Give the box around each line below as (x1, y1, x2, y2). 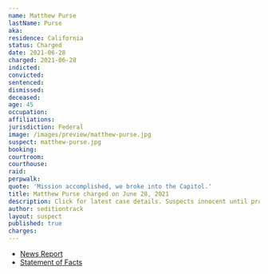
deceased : (8, 93, 41, 101)
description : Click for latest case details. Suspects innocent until (8, 197, 248, 205)
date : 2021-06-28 (8, 49, 66, 57)
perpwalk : (8, 175, 41, 184)
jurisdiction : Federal (8, 123, 84, 131)
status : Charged (8, 42, 62, 50)
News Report (19, 249, 64, 258)
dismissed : (8, 85, 45, 94)
